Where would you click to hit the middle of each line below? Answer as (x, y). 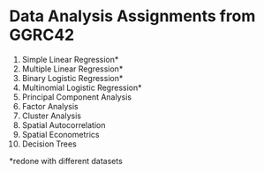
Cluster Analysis (52, 116)
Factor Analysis (50, 106)
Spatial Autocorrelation (64, 124)
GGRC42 (42, 35)
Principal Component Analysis (77, 97)
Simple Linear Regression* (70, 59)
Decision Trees (49, 144)
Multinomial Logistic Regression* (82, 87)
